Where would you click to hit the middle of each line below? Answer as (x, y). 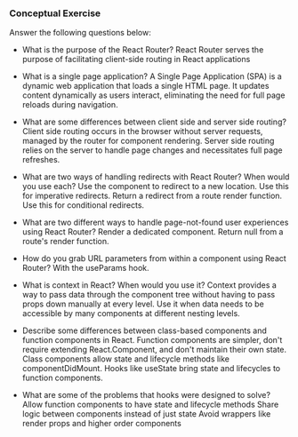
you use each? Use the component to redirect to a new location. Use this (155, 187)
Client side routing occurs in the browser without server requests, (142, 131)
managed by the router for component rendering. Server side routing (148, 141)
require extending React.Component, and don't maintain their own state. (154, 350)
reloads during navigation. (70, 105)
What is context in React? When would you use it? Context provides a (149, 285)
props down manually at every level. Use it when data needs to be (143, 304)
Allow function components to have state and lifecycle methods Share (150, 405)
